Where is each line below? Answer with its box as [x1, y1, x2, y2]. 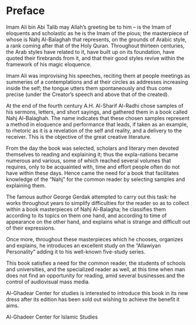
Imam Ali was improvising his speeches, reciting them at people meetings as [6, 72, 190, 79]
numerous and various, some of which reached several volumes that [6, 157, 171, 164]
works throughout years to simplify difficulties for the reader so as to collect [6, 199, 189, 206]
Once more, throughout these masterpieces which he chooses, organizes [6, 235, 183, 242]
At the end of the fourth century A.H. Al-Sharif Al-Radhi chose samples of [6, 102, 184, 109]
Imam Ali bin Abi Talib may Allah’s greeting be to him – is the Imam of [6, 23, 171, 30]
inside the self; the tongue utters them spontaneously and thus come [6, 84, 173, 91]
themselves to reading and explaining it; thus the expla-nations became [6, 150, 178, 158]
